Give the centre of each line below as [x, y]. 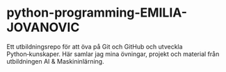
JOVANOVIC [43, 27]
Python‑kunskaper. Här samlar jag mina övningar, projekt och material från [113, 54]
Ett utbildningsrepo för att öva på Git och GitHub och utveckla [95, 46]
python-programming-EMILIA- [97, 13]
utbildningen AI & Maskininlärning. [56, 61]
